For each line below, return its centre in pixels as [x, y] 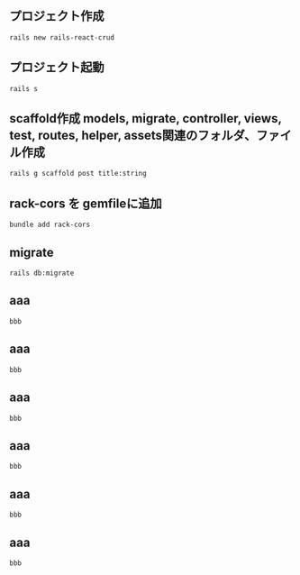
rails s [24, 88]
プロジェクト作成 [57, 16]
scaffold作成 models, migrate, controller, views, [145, 119]
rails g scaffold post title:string [78, 174]
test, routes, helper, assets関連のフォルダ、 [133, 136]
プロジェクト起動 [57, 67]
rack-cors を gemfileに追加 [86, 203]
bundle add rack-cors [50, 225]
